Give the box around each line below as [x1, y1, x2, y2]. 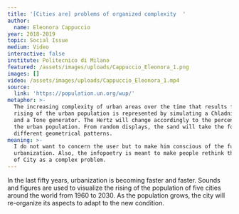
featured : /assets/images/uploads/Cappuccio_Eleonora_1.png [7, 63, 190, 71]
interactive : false [7, 51, 65, 58]
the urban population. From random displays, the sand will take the [14, 123, 224, 131]
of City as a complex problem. [14, 156, 107, 164]
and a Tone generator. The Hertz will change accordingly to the [14, 116, 212, 123]
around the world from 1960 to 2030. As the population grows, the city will [7, 190, 225, 200]
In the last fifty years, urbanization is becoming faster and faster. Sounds [7, 175, 221, 184]
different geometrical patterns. [14, 130, 113, 137]
